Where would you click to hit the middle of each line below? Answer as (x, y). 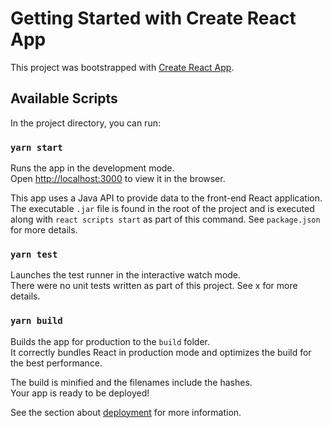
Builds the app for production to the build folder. (110, 341)
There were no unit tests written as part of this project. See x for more (154, 286)
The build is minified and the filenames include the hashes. (131, 382)
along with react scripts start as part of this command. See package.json (165, 219)
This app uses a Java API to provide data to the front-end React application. (166, 198)
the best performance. (56, 363)
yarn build (36, 321)
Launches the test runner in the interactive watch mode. (126, 275)
